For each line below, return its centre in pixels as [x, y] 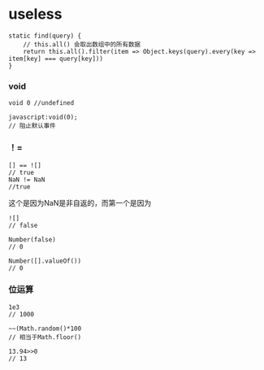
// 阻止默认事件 [32, 126]
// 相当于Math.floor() [45, 337]
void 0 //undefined [41, 103]
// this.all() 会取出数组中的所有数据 [82, 44]
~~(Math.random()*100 [45, 329]
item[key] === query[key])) [56, 59]
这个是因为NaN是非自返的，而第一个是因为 [80, 202]
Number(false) [32, 239]
